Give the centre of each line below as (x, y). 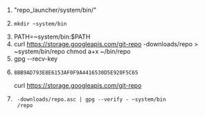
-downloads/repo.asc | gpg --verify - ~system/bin (91, 99)
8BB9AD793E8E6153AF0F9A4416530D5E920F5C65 (76, 72)
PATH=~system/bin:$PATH (52, 37)
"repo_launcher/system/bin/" (55, 10)
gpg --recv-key (36, 59)
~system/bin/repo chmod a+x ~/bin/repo (72, 51)
